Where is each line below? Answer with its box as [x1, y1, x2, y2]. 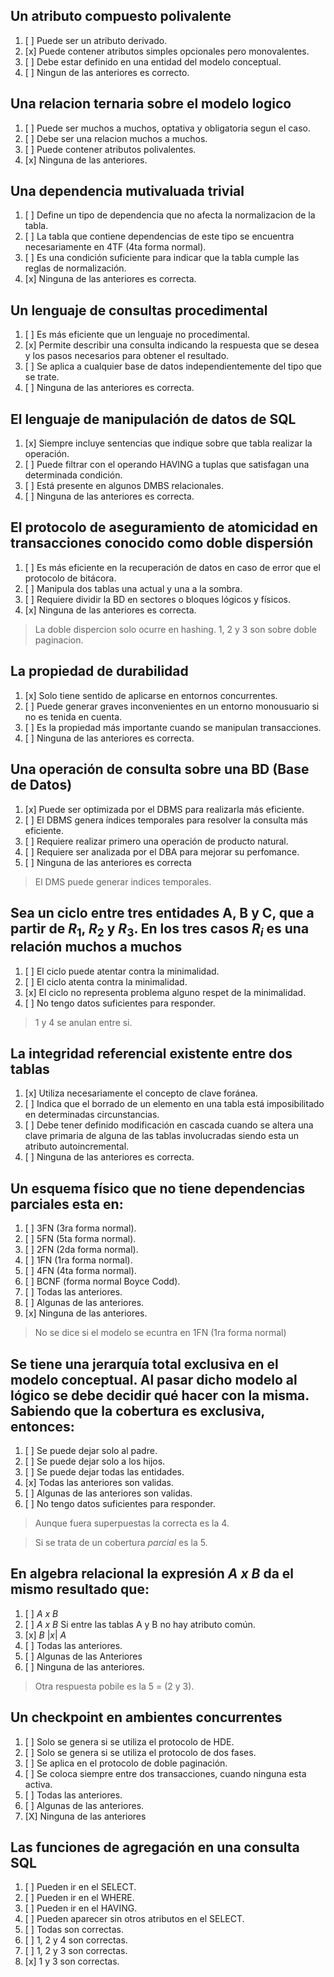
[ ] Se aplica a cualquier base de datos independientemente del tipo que [24, 360, 322, 373]
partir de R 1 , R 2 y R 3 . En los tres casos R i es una [10, 920, 310, 940]
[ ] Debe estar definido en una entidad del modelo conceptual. [24, 55, 282, 68]
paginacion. [34, 634, 84, 646]
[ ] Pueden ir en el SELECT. [24, 1881, 137, 1893]
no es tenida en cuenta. [24, 710, 123, 723]
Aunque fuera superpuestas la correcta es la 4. [34, 1517, 230, 1529]
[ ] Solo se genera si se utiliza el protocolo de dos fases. [24, 1746, 257, 1758]
